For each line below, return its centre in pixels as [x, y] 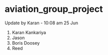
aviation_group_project [54, 9]
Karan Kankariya [29, 32]
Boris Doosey [26, 43]
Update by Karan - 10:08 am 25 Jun [41, 23]
